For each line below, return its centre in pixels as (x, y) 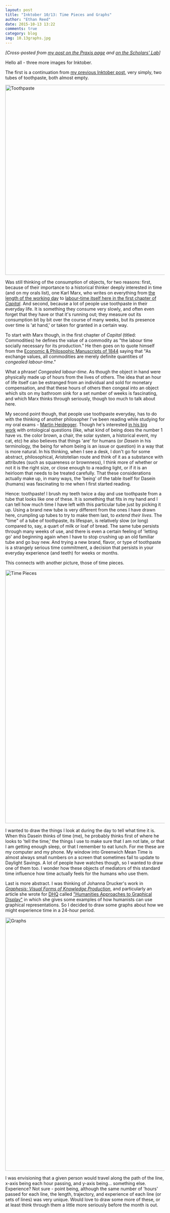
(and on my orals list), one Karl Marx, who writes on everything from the (80, 292)
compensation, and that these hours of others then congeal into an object (82, 388)
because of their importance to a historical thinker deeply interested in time (84, 287)
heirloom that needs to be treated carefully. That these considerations (78, 473)
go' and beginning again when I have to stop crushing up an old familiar (80, 537)
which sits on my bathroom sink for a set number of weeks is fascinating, (81, 393)
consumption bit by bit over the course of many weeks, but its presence (80, 319)
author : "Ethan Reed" (28, 19)
